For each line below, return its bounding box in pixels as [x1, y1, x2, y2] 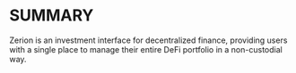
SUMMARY [9, 5, 94, 26]
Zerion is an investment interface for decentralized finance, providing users [9, 35, 288, 45]
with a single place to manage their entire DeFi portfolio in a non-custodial [9, 44, 283, 54]
